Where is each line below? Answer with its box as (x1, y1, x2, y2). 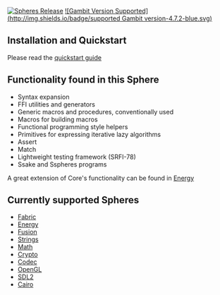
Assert (17, 138, 37, 146)
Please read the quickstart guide (7, 53, 102, 61)
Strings (17, 235, 39, 243)
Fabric (17, 212, 37, 222)
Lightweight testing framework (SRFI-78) (17, 152, 136, 161)
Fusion (17, 228, 37, 236)
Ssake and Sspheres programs (17, 159, 107, 169)
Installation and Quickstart (7, 35, 127, 47)
